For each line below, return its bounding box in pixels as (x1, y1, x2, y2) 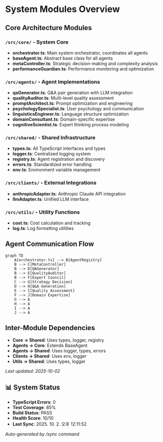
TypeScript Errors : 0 (12, 399, 56, 405)
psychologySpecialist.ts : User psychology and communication (12, 106, 144, 112)
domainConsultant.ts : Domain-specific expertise (12, 116, 115, 122)
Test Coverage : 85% (12, 404, 56, 410)
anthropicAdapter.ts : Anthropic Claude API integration (12, 190, 126, 196)
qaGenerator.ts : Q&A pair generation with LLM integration (12, 90, 133, 96)
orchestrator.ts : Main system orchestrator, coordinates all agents (12, 50, 148, 56)
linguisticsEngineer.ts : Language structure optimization (12, 111, 129, 117)
